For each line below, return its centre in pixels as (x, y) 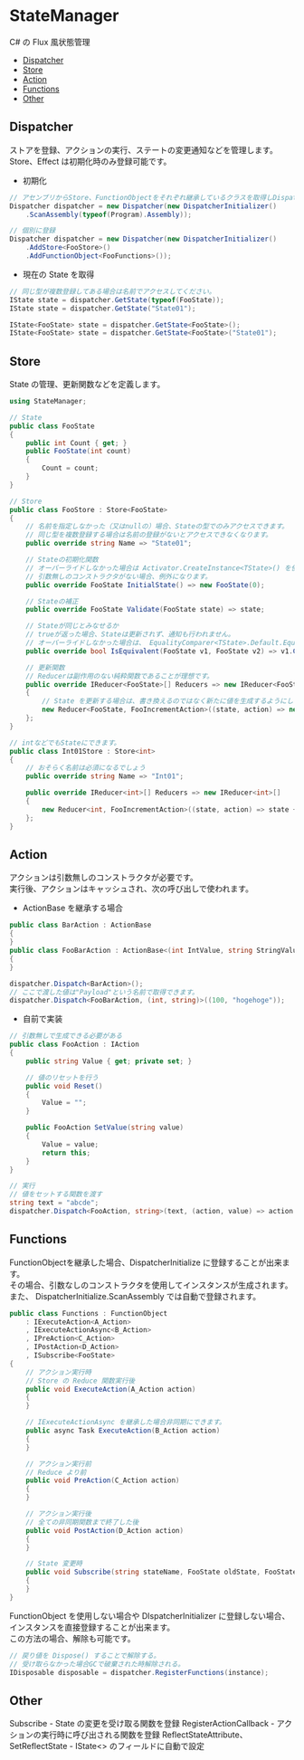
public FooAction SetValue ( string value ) (104, 1127)
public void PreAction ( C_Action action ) (103, 1480)
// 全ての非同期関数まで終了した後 (82, 1522)
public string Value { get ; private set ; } (109, 1061)
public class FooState (52, 426)
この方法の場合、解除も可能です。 (72, 1638)
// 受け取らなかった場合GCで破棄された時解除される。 (97, 1664)
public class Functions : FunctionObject (89, 1313)
